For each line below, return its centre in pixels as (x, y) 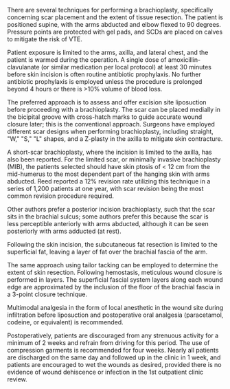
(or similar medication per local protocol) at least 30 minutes (126, 67)
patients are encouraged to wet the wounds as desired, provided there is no (114, 365)
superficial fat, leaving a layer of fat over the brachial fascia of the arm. (107, 252)
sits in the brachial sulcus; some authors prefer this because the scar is (108, 216)
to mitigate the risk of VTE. (45, 39)
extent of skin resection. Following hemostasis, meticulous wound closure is (115, 272)
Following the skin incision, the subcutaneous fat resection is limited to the (112, 244)
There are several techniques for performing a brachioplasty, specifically (110, 10)
